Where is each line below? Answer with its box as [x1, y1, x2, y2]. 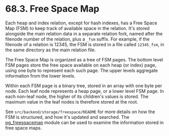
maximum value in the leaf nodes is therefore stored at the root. [5, 98, 139, 105]
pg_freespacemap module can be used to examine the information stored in [5, 119, 164, 125]
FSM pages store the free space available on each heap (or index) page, [5, 62, 156, 68]
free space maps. [5, 125, 42, 131]
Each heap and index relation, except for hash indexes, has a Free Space [5, 20, 157, 26]
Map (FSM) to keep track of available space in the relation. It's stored [5, 25, 150, 31]
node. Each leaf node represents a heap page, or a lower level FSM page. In [5, 88, 164, 94]
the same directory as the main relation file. [5, 47, 96, 53]
